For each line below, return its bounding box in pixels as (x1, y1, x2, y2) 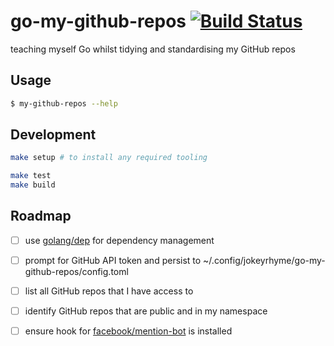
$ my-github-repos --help (10, 98, 118, 109)
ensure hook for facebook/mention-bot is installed (24, 325, 233, 337)
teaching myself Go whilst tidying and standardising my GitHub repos (10, 43, 296, 55)
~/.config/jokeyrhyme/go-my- (203, 254, 326, 266)
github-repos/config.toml (24, 266, 129, 277)
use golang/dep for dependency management (24, 234, 215, 246)
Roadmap (10, 208, 72, 225)
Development (10, 126, 97, 144)
